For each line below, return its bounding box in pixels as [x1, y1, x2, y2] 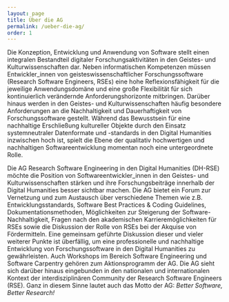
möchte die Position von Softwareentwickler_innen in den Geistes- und [7, 172, 209, 180]
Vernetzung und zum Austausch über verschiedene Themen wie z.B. [7, 194, 203, 202]
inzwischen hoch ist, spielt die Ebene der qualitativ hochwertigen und [7, 136, 205, 145]
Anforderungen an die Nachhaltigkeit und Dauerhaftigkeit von [7, 107, 182, 115]
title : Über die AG [7, 17, 63, 23]
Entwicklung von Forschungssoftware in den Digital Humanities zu [7, 245, 195, 253]
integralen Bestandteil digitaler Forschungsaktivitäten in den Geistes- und [7, 56, 216, 64]
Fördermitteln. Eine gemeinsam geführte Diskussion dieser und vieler [7, 230, 203, 239]
